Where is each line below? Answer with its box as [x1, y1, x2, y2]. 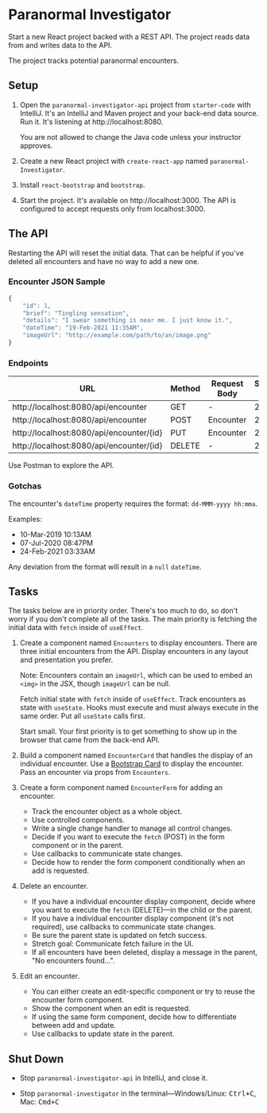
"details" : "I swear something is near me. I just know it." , [22, 317, 233, 325]
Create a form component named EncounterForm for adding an [19, 783, 223, 792]
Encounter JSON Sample [8, 276, 106, 287]
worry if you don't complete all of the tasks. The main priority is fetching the [8, 614, 257, 624]
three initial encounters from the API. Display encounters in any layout [19, 647, 249, 656]
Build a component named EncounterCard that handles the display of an [19, 750, 253, 761]
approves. [19, 141, 53, 150]
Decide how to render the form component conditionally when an [31, 858, 246, 867]
